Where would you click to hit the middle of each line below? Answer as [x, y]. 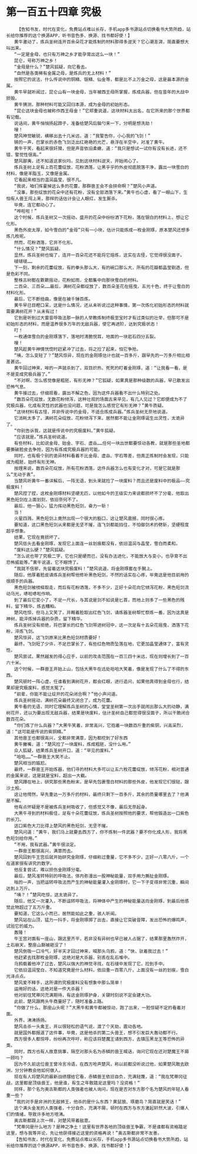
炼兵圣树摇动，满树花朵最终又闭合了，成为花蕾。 [64, 700]
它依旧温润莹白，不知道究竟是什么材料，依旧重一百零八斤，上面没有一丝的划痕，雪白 [101, 970]
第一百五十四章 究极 [54, 12]
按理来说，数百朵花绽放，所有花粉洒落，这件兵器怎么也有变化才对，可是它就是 [95, 468]
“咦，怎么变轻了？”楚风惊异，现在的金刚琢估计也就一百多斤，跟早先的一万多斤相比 [100, 355]
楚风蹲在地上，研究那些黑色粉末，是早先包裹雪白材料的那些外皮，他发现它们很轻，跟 [101, 782]
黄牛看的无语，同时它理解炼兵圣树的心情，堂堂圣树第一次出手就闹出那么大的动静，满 [101, 707]
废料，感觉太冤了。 [48, 688]
